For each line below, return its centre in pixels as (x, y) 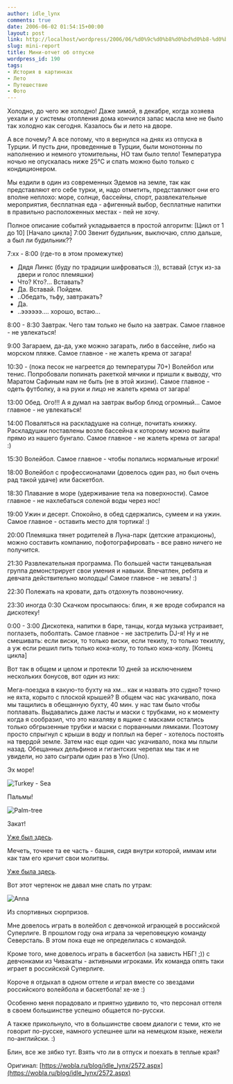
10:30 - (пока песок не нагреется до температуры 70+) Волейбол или (110, 367)
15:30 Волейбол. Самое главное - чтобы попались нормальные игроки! (113, 459)
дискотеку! (24, 612)
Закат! (17, 824)
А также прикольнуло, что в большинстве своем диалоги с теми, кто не (114, 1024)
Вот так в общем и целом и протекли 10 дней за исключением (100, 669)
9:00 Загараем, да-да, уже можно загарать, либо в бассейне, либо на (112, 346)
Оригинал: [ (25, 1066)
